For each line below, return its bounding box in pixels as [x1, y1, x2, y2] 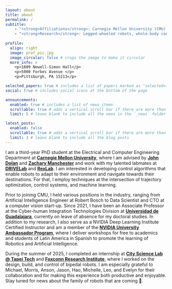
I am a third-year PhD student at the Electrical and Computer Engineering [5, 149, 160, 155]
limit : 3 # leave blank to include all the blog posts [10, 135, 130, 140]
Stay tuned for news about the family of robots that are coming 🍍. [5, 277, 143, 284]
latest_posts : [5, 121, 36, 126]
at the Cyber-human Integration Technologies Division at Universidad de [5, 208, 159, 214]
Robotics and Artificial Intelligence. [5, 240, 79, 247]
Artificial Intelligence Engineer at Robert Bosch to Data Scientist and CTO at [5, 197, 165, 203]
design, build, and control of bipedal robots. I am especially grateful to [5, 261, 154, 268]
